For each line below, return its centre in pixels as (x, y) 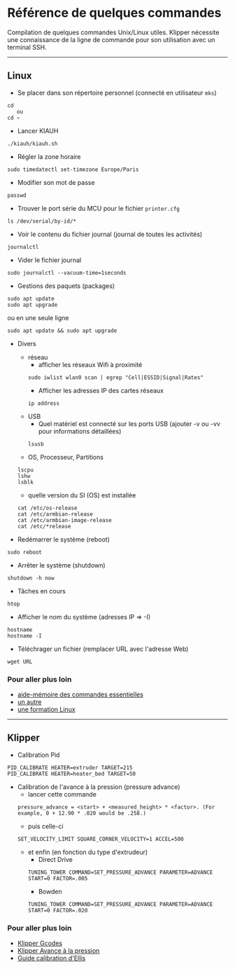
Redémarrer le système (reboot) (63, 539)
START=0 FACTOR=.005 (58, 878)
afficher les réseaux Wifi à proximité (90, 364)
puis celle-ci (46, 826)
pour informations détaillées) (80, 431)
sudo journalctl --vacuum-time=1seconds (67, 273)
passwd (17, 195)
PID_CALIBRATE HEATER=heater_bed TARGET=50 (72, 774)
